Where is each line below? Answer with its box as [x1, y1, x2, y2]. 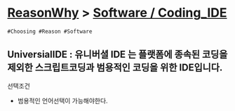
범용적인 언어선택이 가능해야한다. [17, 96, 108, 105]
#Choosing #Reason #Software [7, 28, 93, 35]
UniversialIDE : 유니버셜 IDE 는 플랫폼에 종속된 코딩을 [7, 49, 228, 61]
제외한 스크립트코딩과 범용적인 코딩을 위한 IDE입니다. [7, 61, 223, 74]
